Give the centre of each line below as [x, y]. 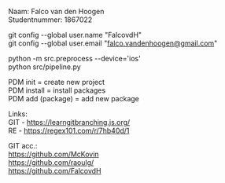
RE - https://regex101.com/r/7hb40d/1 [69, 130]
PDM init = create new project [56, 82]
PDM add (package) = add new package [74, 99]
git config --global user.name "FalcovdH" [75, 35]
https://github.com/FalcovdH [55, 171]
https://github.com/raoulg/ [51, 163]
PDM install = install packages [57, 90]
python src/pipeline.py [44, 67]
